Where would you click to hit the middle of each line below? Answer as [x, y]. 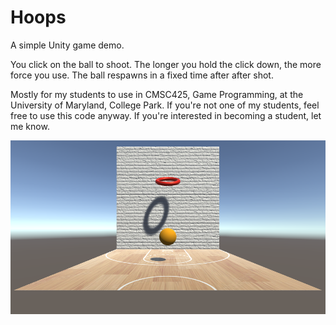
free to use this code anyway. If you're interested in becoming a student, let [166, 115]
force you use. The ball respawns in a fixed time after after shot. [142, 75]
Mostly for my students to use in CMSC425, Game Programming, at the [157, 94]
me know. [30, 126]
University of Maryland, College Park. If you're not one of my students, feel [165, 105]
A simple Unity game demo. [67, 45]
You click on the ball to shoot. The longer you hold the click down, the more [166, 64]
